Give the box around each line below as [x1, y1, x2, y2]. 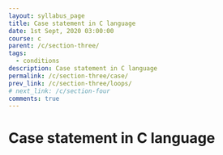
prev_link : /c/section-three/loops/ [8, 79, 132, 87]
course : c [8, 34, 42, 43]
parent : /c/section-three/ [8, 42, 100, 50]
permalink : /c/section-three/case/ [8, 72, 129, 80]
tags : [8, 49, 27, 57]
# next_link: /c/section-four [8, 86, 111, 95]
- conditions [15, 57, 60, 65]
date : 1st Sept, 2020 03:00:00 [8, 27, 114, 35]
